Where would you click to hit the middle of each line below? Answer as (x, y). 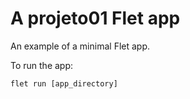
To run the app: (42, 65)
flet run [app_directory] (64, 83)
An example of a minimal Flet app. (80, 46)
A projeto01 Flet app (95, 18)
